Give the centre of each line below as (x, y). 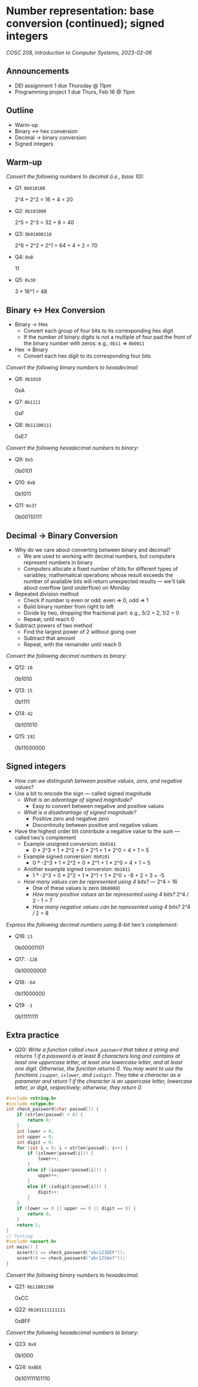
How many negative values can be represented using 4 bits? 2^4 (111, 906)
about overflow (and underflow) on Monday (77, 588)
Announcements (38, 71)
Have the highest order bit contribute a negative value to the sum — (97, 831)
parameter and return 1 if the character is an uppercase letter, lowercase (103, 1081)
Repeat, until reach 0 (49, 619)
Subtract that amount (49, 638)
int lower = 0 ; (35, 1131)
